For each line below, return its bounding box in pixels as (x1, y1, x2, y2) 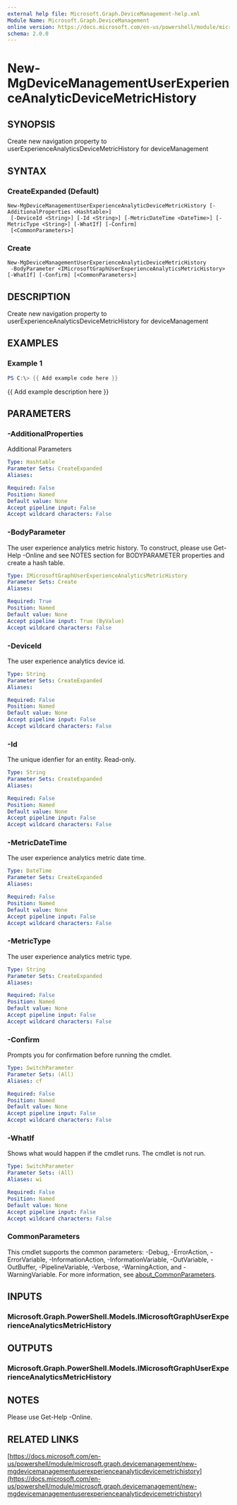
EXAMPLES (7, 337, 59, 349)
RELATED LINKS (7, 1433, 79, 1445)
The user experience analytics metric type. (7, 952, 133, 960)
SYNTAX (7, 165, 47, 177)
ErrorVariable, (7, 1255, 48, 1264)
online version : (7, 23, 55, 30)
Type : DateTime (7, 867, 52, 875)
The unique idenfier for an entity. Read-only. (7, 756, 136, 764)
